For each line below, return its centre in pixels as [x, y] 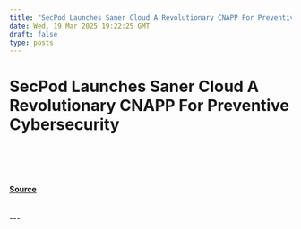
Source [23, 189]
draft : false [34, 34]
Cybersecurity [64, 125]
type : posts [31, 42]
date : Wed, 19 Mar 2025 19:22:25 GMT [80, 26]
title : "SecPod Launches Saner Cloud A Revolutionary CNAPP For [132, 17]
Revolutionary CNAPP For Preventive [149, 106]
